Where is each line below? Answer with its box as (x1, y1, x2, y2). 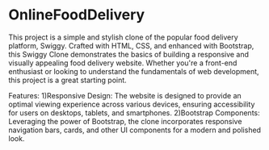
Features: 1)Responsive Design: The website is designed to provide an (8, 90, 242, 100)
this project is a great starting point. (8, 75, 127, 85)
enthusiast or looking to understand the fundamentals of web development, (8, 66, 260, 76)
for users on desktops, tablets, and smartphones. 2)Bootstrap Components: (8, 107, 260, 118)
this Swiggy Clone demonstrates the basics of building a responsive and (8, 49, 249, 59)
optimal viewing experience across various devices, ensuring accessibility (8, 99, 255, 109)
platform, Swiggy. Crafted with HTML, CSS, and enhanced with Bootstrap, (8, 40, 254, 50)
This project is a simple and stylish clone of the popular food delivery (8, 32, 238, 42)
